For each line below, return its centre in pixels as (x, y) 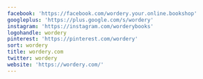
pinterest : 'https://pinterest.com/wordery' (73, 39)
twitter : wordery (32, 58)
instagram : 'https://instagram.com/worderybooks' (81, 26)
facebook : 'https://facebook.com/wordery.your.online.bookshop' (102, 13)
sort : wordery (28, 45)
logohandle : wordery (37, 33)
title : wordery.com (35, 52)
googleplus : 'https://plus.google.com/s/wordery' (81, 20)
